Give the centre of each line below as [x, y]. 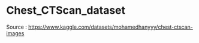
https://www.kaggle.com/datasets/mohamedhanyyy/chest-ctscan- [111, 27]
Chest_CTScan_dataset [66, 10]
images [15, 33]
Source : [16, 27]
